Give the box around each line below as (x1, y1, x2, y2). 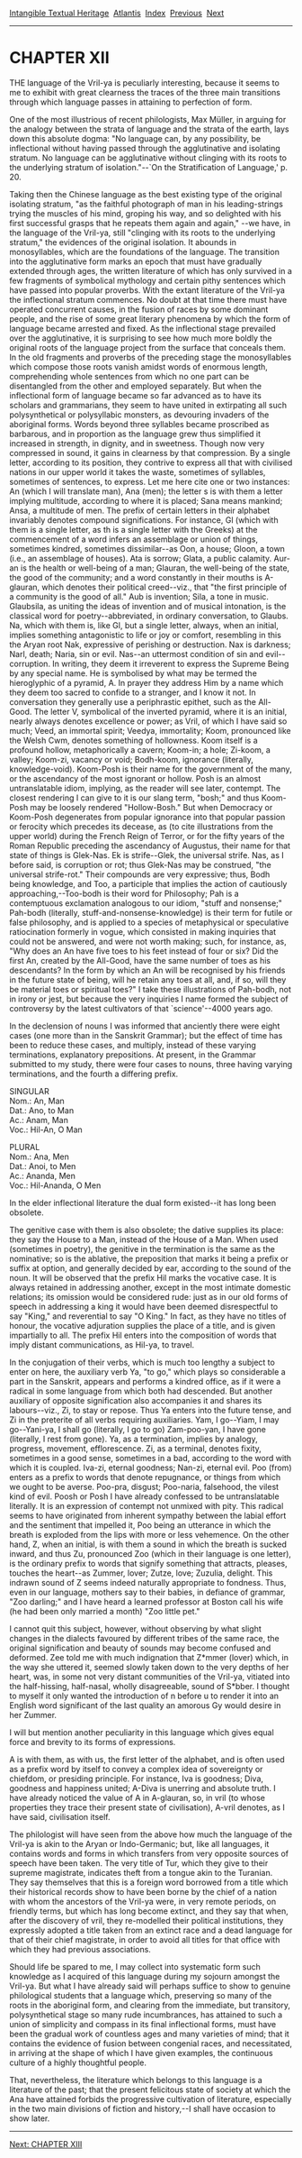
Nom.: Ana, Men (9, 1151, 70, 1162)
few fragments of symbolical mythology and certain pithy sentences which (9, 275, 286, 286)
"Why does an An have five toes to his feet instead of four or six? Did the (9, 946, 279, 956)
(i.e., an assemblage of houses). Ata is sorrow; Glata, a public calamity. (9, 553, 272, 563)
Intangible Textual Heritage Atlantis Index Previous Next (9, 8, 225, 18)
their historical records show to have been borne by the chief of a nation (9, 1886, 277, 1897)
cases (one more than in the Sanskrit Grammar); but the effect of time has (9, 1029, 283, 1040)
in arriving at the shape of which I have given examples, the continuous (9, 2047, 273, 2058)
